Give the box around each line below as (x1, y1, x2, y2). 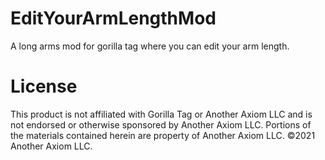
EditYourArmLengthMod (10, 7, 217, 30)
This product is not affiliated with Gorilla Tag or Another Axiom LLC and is (10, 108, 313, 120)
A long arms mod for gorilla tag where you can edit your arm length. (10, 40, 290, 52)
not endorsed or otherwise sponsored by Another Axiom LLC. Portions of (10, 118, 312, 131)
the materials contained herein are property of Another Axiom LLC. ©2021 (10, 129, 316, 141)
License (10, 75, 78, 98)
